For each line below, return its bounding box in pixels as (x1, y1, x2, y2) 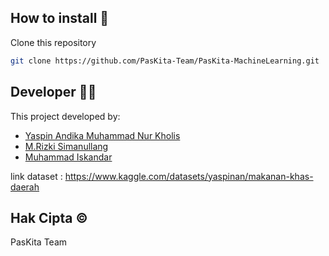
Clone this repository (10, 36, 97, 48)
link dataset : (10, 170, 63, 182)
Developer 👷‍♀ (10, 84, 97, 101)
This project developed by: (10, 110, 121, 122)
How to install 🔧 (10, 10, 110, 27)
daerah (10, 181, 40, 193)
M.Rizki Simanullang (24, 140, 109, 152)
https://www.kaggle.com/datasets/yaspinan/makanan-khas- (64, 170, 314, 182)
